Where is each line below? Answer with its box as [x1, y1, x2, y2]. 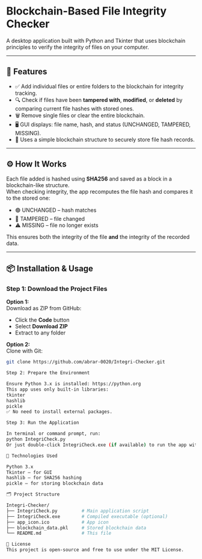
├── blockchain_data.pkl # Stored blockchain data [6, 525, 147, 531]
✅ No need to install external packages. [6, 409, 113, 415]
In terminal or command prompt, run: [6, 430, 101, 437]
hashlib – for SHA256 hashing [6, 475, 82, 481]
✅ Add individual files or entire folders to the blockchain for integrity [14, 83, 184, 90]
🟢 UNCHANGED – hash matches [14, 206, 97, 214]
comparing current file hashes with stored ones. [14, 104, 134, 112]
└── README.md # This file [6, 530, 112, 537]
